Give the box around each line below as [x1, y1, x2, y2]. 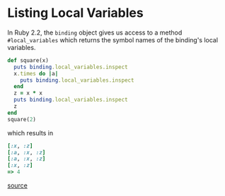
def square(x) [7, 56, 50, 64]
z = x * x [13, 90, 42, 97]
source [7, 181, 28, 190]
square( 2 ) [7, 116, 37, 123]
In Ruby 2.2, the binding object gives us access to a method [7, 28, 183, 37]
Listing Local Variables [7, 5, 144, 21]
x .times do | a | [13, 70, 59, 77]
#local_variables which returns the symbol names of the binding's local [7, 35, 218, 44]
